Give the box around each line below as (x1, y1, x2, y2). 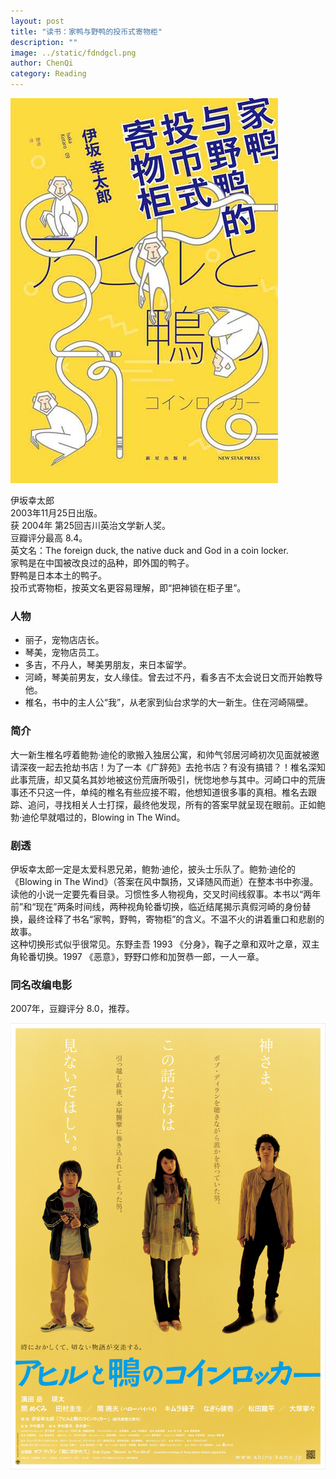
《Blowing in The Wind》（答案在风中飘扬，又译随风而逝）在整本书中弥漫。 (10, 875, 319, 887)
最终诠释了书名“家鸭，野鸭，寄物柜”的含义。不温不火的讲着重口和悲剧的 (27, 913, 325, 925)
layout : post (10, 16, 65, 26)
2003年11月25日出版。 (10, 507, 103, 519)
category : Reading (10, 69, 87, 79)
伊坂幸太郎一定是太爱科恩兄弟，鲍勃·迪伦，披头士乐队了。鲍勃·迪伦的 (10, 863, 297, 875)
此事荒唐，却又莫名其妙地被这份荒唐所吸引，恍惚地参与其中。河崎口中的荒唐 (10, 773, 326, 785)
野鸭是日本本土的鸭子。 (10, 570, 107, 581)
